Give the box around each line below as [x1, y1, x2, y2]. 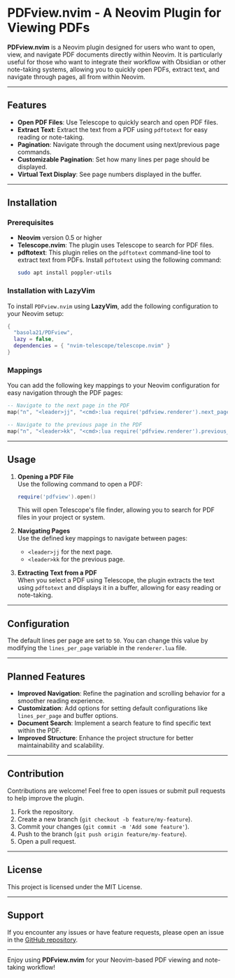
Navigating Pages [17, 526, 71, 535]
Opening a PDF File [17, 472, 74, 480]
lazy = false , [13, 336, 55, 343]
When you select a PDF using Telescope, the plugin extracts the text [17, 576, 215, 584]
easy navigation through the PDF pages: [7, 389, 123, 397]
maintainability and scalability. [17, 741, 105, 749]
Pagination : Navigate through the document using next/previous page [17, 140, 220, 148]
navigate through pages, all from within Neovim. [7, 72, 145, 81]
